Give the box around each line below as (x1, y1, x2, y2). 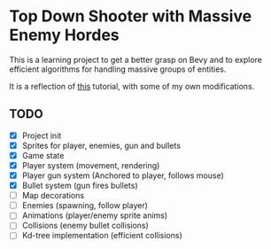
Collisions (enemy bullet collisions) (21, 220, 149, 231)
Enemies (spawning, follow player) (21, 200, 149, 211)
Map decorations (21, 191, 85, 201)
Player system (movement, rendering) (21, 160, 160, 170)
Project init (21, 130, 62, 141)
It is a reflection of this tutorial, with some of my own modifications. (9, 81, 255, 91)
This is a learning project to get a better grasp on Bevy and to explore (9, 54, 263, 65)
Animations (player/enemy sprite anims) (21, 210, 168, 221)
